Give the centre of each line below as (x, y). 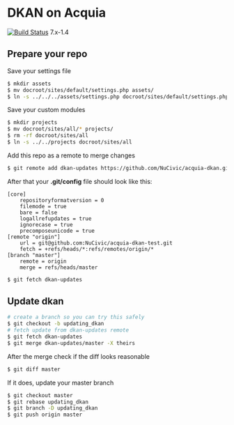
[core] (17, 194)
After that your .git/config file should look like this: (80, 181)
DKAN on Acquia (57, 13)
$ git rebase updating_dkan (48, 402)
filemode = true (44, 206)
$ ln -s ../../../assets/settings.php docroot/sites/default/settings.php (118, 96)
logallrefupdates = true (56, 218)
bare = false (39, 212)
